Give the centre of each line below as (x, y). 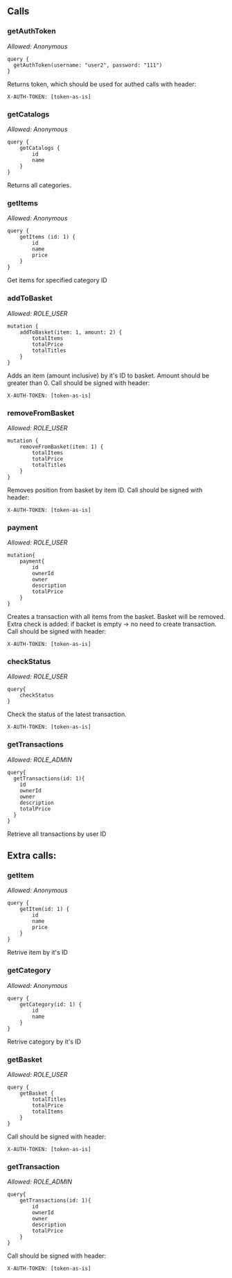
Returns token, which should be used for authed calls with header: (102, 84)
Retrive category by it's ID (44, 1041)
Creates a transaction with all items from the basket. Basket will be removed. (116, 617)
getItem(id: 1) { (45, 909)
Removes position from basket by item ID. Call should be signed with (105, 490)
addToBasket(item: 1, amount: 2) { (71, 332)
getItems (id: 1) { (48, 237)
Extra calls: (32, 856)
